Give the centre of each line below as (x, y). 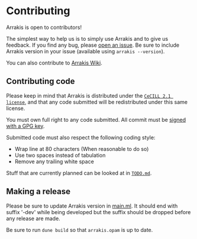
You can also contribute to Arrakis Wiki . (54, 63)
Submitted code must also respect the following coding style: (81, 137)
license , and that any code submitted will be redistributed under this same (97, 102)
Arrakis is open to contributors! (44, 27)
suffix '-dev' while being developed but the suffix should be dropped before (98, 212)
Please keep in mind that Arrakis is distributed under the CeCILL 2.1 (88, 95)
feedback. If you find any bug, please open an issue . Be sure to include (93, 45)
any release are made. (33, 218)
